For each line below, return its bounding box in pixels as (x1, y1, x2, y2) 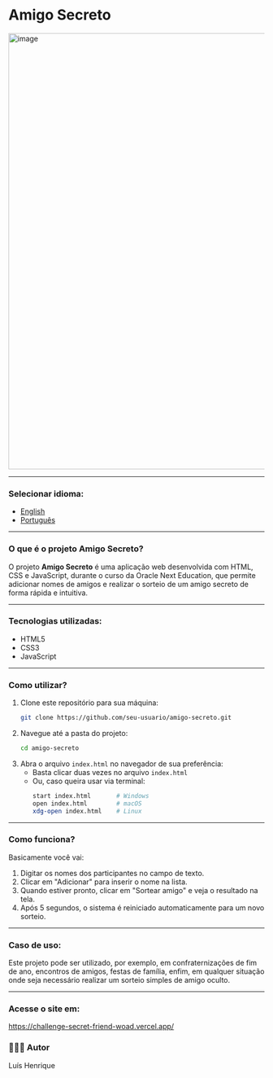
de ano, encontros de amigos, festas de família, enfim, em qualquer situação (8, 966, 265, 976)
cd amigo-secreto (19, 744, 80, 752)
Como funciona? (8, 834, 76, 845)
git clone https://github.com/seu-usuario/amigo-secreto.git (19, 714, 232, 722)
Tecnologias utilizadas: (8, 616, 102, 627)
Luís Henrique (8, 1060, 55, 1070)
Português (19, 515, 55, 525)
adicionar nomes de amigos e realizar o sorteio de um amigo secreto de (8, 579, 249, 589)
